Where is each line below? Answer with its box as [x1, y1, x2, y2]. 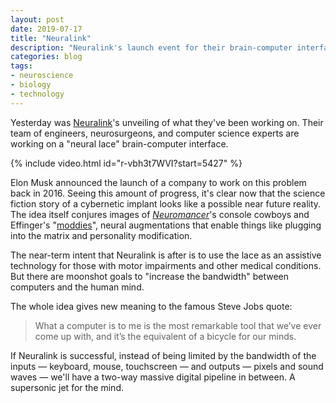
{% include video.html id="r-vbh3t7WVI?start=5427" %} [10, 157, 243, 169]
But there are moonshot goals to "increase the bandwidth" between [10, 270, 289, 282]
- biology [10, 80, 52, 90]
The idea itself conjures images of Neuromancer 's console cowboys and [10, 208, 310, 220]
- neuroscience [10, 71, 74, 81]
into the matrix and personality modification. [10, 229, 193, 241]
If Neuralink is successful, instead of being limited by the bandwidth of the [10, 349, 317, 361]
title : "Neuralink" [10, 33, 92, 43]
